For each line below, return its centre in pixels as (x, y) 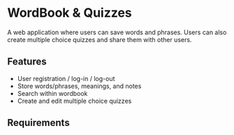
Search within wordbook (52, 93)
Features (27, 62)
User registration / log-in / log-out (66, 78)
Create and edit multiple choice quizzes (74, 101)
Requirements (38, 123)
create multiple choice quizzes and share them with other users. (100, 39)
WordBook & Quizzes (70, 13)
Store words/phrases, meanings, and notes (79, 86)
